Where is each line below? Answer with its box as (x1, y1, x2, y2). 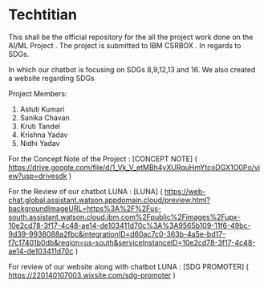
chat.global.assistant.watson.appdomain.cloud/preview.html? (8, 195, 211, 205)
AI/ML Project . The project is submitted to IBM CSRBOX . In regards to (8, 40, 242, 50)
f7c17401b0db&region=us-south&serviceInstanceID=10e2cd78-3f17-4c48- (8, 237, 256, 247)
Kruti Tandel (19, 121, 60, 131)
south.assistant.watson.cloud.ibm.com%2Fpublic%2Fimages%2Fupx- (8, 212, 241, 221)
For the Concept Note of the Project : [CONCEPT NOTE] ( (8, 154, 198, 164)
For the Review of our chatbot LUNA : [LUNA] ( (8, 186, 163, 196)
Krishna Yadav (19, 130, 68, 140)
